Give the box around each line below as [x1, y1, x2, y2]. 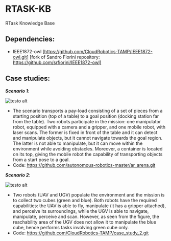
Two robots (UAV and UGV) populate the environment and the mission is [12, 191, 165, 198]
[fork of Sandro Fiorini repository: [30, 54, 100, 60]
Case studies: [5, 74, 50, 83]
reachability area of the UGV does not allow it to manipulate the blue [12, 218, 157, 225]
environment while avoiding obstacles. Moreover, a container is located [12, 145, 163, 151]
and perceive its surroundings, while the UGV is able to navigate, [12, 208, 149, 214]
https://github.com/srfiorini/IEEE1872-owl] [12, 59, 102, 65]
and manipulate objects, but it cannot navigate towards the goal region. [12, 135, 163, 141]
